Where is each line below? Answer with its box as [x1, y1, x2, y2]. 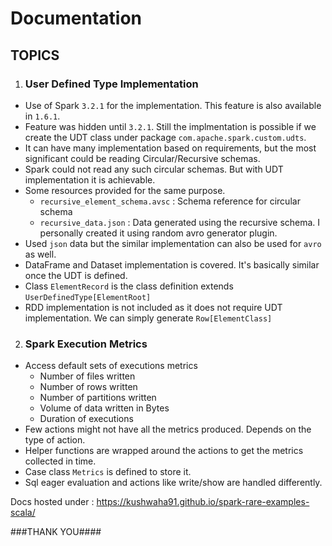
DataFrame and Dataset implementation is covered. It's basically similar [24, 258, 320, 271]
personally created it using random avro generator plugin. [39, 227, 278, 239]
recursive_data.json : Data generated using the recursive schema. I [39, 216, 321, 228]
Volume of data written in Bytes [39, 402, 170, 414]
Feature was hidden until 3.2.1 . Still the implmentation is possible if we [24, 120, 317, 132]
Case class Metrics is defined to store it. [24, 466, 192, 478]
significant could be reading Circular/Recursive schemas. [24, 152, 261, 164]
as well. [24, 248, 57, 260]
